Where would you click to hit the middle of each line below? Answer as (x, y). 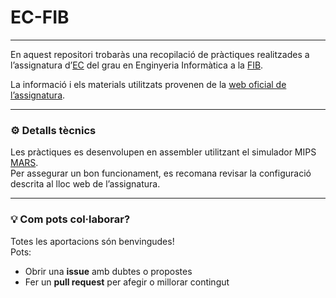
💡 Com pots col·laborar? (70, 219)
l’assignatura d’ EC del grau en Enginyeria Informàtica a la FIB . (137, 65)
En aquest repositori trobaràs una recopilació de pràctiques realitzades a (160, 54)
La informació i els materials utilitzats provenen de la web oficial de (148, 84)
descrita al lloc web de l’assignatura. (85, 184)
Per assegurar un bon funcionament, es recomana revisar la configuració (161, 173)
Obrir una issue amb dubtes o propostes (108, 271)
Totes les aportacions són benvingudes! (92, 241)
